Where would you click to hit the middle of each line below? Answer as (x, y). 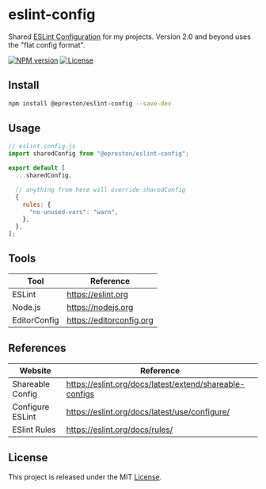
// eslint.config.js (42, 147)
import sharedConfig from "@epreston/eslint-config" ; (99, 154)
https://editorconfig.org (110, 320)
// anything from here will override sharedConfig (101, 189)
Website (35, 370)
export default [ (37, 168)
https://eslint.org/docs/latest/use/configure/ (148, 411)
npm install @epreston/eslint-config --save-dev (90, 103)
